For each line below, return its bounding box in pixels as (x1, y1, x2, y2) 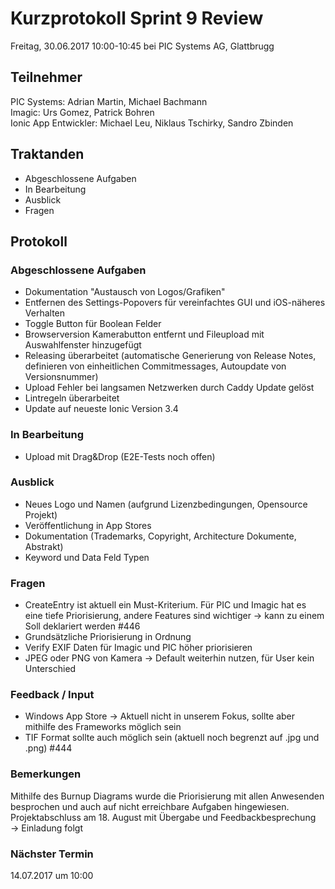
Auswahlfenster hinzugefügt (24, 339, 142, 351)
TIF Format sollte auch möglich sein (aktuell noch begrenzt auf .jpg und (24, 732, 320, 744)
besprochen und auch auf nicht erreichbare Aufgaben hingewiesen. (10, 800, 290, 812)
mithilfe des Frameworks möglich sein (24, 721, 182, 733)
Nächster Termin (10, 847, 94, 861)
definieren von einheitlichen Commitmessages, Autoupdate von (24, 360, 287, 372)
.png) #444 (24, 742, 73, 754)
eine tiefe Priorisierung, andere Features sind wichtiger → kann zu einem (24, 610, 325, 622)
